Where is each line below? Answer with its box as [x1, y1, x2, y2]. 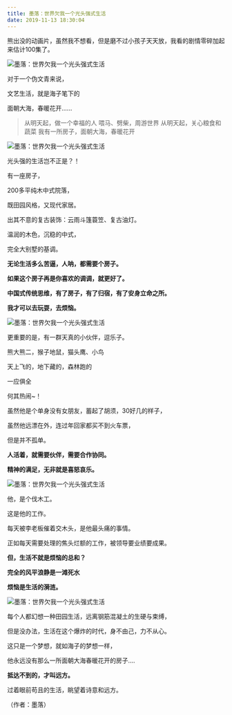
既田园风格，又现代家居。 [7, 201, 80, 209]
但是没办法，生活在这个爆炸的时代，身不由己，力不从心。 [7, 626, 171, 635]
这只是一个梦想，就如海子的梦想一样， [7, 641, 116, 650]
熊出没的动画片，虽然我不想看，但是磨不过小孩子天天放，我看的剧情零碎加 [7, 36, 219, 45]
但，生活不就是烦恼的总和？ [7, 553, 86, 561]
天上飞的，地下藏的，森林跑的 [7, 362, 92, 371]
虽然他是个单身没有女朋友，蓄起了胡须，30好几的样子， [7, 406, 166, 415]
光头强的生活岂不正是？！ [7, 156, 80, 165]
